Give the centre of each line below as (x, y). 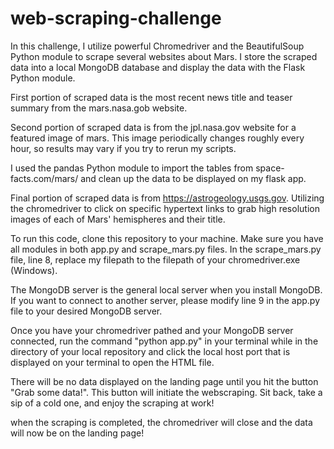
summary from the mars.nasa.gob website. (99, 108)
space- (270, 168)
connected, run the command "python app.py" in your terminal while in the (164, 341)
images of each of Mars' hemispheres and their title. (118, 219)
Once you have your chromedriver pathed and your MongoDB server (152, 330)
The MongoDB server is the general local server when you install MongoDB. (166, 289)
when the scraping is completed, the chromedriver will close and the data (161, 422)
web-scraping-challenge (116, 18)
